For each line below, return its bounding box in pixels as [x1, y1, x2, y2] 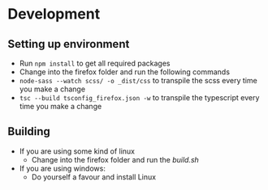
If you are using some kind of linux [19, 146, 136, 156]
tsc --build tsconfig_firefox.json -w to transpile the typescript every [19, 93, 260, 102]
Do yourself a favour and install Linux [31, 171, 156, 182]
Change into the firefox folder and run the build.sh [31, 154, 200, 164]
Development [7, 5, 101, 23]
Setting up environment [7, 37, 130, 51]
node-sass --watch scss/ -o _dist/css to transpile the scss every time [19, 76, 257, 85]
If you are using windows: [19, 163, 106, 173]
